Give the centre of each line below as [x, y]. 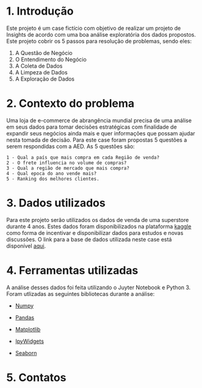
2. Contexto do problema [70, 103]
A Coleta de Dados [39, 66]
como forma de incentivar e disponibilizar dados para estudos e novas [95, 232]
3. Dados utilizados [56, 203]
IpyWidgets [30, 341]
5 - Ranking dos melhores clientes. [53, 179]
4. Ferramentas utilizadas [72, 270]
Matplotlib [28, 329]
